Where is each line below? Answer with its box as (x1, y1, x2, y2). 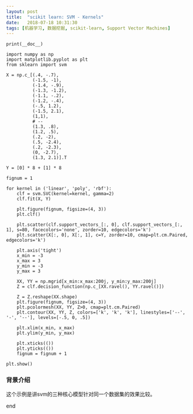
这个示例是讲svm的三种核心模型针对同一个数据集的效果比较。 (6, 390, 156, 397)
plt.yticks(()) (16, 346, 54, 351)
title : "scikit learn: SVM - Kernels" (6, 14, 104, 20)
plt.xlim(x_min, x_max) (16, 325, 75, 331)
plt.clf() (16, 212, 41, 218)
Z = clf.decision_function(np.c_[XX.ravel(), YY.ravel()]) (16, 284, 165, 290)
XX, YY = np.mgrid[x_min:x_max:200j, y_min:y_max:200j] (16, 278, 157, 285)
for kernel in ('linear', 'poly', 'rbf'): (6, 186, 112, 192)
